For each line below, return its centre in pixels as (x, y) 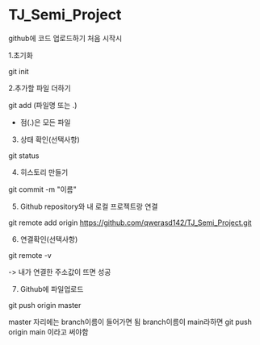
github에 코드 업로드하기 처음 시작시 (65, 38)
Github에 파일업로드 (52, 289)
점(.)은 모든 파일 (45, 122)
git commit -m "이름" (42, 189)
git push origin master (45, 305)
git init (19, 71)
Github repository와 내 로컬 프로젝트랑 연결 (89, 206)
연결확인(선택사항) (49, 239)
